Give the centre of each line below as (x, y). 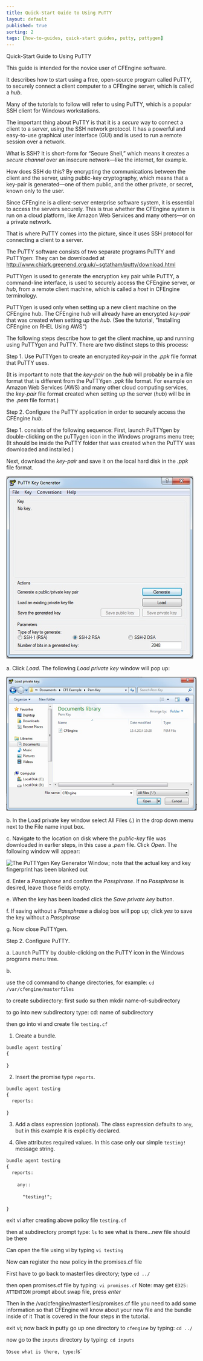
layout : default (27, 19)
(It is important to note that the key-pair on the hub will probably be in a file (100, 374)
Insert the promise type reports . (55, 1077)
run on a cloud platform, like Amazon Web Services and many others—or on (101, 215)
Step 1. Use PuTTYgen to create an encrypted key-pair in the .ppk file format (101, 356)
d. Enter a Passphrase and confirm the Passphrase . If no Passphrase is (95, 881)
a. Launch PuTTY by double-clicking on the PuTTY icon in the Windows (95, 953)
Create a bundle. (36, 1036)
